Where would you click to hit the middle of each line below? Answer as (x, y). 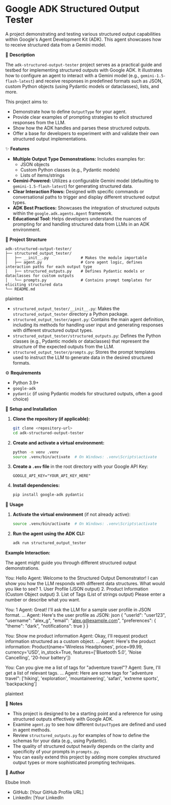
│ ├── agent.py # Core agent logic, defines (74, 262)
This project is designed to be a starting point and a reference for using (88, 713)
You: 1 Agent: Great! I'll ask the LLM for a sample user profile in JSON (78, 610)
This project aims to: (27, 102)
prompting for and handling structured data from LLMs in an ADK (81, 224)
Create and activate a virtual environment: (58, 442)
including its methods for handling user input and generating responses (88, 325)
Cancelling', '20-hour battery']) (38, 658)
